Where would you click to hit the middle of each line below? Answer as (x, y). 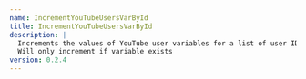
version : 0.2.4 (38, 60)
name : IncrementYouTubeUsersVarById (79, 18)
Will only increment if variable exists (95, 52)
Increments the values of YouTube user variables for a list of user (152, 43)
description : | (38, 35)
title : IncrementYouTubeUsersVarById (81, 26)
